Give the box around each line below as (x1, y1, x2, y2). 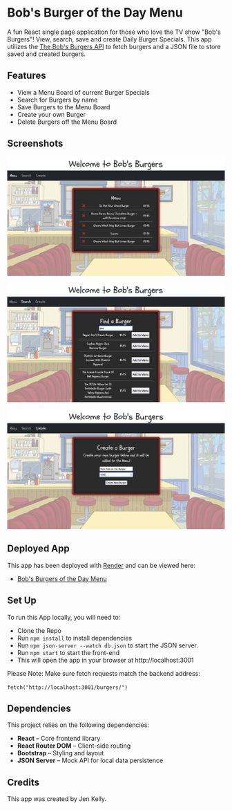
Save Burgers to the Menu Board (17, 102, 110, 111)
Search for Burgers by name (17, 95, 98, 104)
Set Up (7, 595, 37, 607)
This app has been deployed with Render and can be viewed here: (7, 561, 195, 569)
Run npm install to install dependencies (17, 634, 133, 642)
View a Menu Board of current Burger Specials (17, 88, 150, 96)
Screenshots (7, 138, 64, 149)
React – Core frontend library (17, 735, 101, 743)
